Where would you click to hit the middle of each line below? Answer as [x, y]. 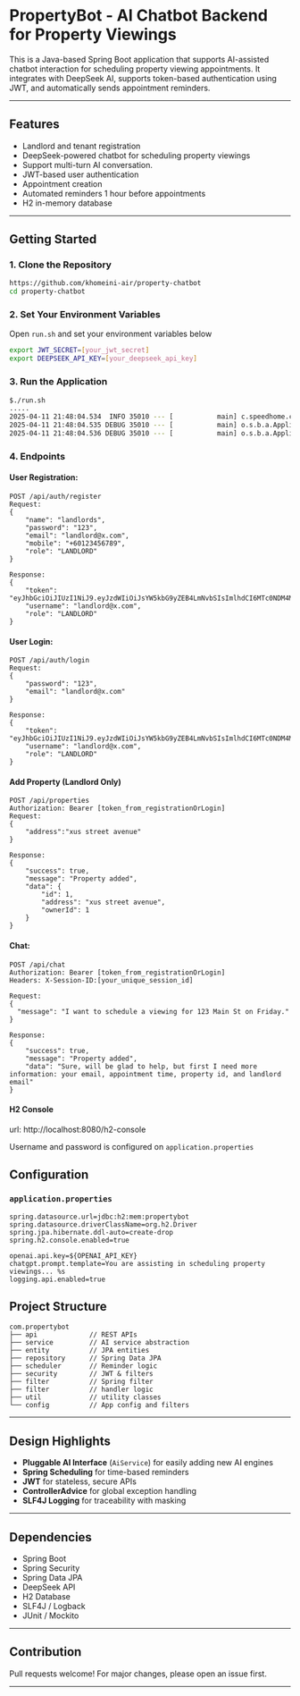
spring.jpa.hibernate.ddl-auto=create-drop [92, 1232]
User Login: [31, 641]
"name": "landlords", [65, 520]
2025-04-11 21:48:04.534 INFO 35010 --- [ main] [124, 417]
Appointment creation [62, 183]
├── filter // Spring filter [81, 1382]
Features [34, 125]
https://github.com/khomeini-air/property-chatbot [105, 283]
